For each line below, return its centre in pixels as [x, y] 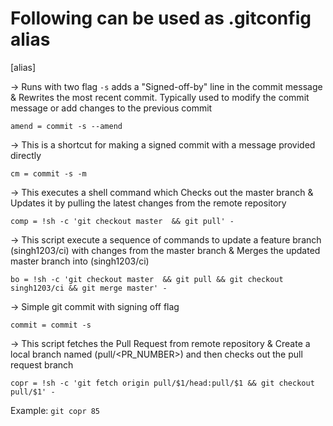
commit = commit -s [51, 325]
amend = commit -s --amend [66, 126]
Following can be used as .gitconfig [161, 18]
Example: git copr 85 [55, 410]
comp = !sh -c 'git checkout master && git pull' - [122, 221]
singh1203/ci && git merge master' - [89, 288]
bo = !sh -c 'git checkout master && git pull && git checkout [147, 279]
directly [26, 155]
